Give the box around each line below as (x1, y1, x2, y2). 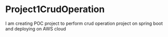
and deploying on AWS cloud (5, 25, 66, 31)
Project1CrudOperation (5, 4, 105, 15)
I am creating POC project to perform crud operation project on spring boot (5, 20, 163, 26)
